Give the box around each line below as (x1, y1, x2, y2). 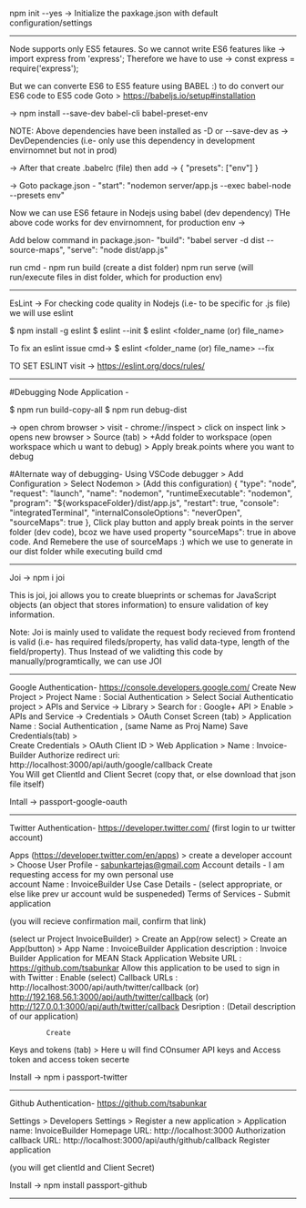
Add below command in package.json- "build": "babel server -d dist (9, 235, 265, 245)
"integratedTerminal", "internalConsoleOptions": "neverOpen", (9, 507, 243, 518)
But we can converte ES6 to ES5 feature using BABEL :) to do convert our (9, 81, 285, 91)
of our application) (9, 1010, 79, 1021)
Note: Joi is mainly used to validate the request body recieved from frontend (9, 627, 296, 637)
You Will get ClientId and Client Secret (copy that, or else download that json (9, 769, 296, 779)
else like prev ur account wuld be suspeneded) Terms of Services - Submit (9, 888, 291, 899)
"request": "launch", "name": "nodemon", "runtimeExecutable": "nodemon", (9, 488, 293, 499)
